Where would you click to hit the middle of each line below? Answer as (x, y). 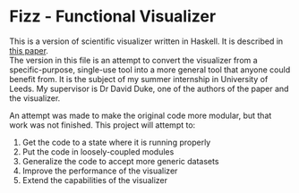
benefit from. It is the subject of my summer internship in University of (139, 79)
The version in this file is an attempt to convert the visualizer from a (133, 60)
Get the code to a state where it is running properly (116, 142)
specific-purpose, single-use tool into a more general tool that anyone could (150, 70)
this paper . (29, 50)
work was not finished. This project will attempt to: (103, 125)
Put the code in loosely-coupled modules (98, 151)
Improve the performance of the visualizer (100, 171)
